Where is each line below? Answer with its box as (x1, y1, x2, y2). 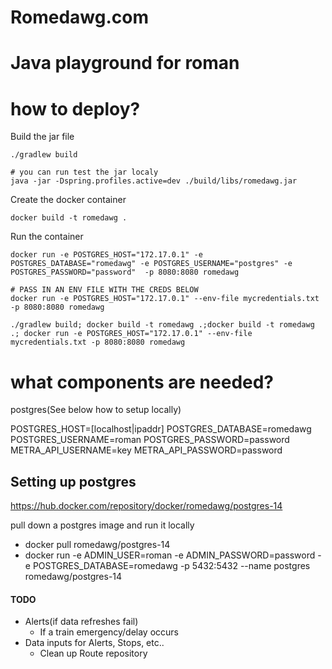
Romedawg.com (10, 6, 150, 29)
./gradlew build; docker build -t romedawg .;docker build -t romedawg (10, 320, 315, 330)
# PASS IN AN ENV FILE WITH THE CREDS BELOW (10, 285, 199, 295)
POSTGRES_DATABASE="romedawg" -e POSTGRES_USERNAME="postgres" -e (10, 259, 293, 269)
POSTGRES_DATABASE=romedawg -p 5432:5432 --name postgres (32, 560, 311, 572)
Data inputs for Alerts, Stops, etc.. (24, 637, 165, 649)
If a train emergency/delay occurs (39, 626, 179, 638)
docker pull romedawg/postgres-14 (24, 539, 171, 551)
